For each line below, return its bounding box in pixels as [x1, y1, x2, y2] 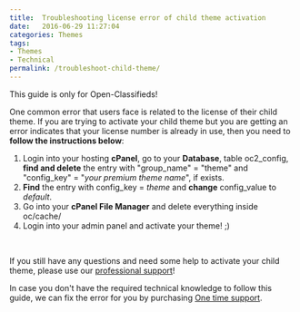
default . [22, 191, 53, 202]
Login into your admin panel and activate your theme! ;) [22, 219, 230, 231]
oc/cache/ [22, 210, 62, 221]
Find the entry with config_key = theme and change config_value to [22, 181, 277, 192]
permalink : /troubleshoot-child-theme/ [9, 64, 161, 73]
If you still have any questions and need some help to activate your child [9, 255, 280, 266]
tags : [9, 38, 30, 48]
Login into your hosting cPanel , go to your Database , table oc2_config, [22, 152, 289, 163]
